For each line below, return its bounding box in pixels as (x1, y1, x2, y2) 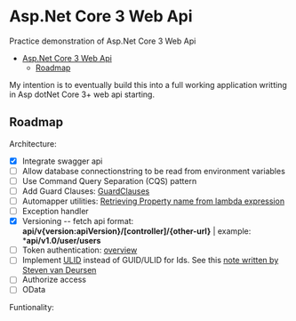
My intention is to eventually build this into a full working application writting (9, 79, 287, 90)
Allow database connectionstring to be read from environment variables (21, 165, 286, 176)
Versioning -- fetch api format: (21, 216, 134, 227)
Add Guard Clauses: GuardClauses (21, 185, 150, 197)
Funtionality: (9, 302, 55, 313)
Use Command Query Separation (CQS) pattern (21, 175, 197, 186)
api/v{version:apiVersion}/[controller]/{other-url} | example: (21, 226, 252, 237)
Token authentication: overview (21, 245, 138, 255)
